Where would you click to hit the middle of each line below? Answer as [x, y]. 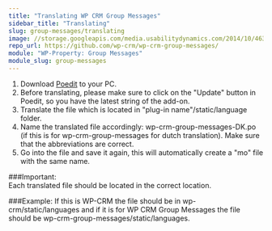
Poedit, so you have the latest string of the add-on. [105, 101]
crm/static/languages [44, 209]
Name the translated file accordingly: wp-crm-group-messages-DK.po [138, 127]
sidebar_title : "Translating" [59, 23]
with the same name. [55, 161]
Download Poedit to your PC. [68, 84]
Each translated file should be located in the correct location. [110, 185]
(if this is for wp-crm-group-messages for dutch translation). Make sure [140, 135]
